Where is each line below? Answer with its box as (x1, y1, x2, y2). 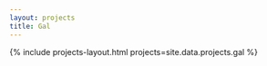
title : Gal (9, 22, 51, 31)
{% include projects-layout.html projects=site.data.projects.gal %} (9, 46, 258, 57)
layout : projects (9, 13, 76, 23)
